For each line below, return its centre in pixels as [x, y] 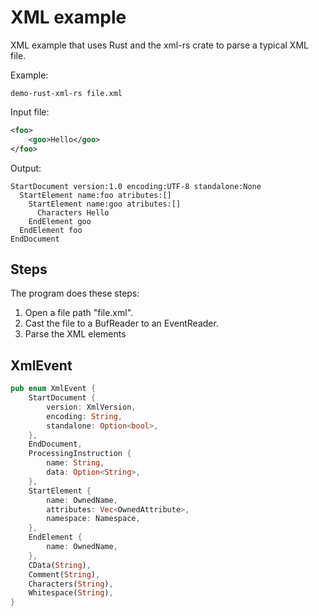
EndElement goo [60, 221]
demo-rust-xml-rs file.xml [66, 93]
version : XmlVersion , [91, 407]
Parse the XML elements [75, 334]
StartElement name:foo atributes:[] [95, 195]
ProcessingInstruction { [80, 454]
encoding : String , [84, 416]
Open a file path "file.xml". [79, 313]
